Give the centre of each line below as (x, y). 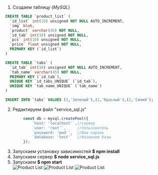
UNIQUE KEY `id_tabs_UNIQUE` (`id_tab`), (54, 81)
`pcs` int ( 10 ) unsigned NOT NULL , (46, 40)
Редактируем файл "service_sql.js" (49, 109)
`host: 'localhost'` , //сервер (63, 123)
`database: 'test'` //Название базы (71, 137)
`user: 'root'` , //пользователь (70, 128)
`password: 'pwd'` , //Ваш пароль (68, 132)
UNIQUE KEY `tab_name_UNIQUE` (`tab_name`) (56, 86)
